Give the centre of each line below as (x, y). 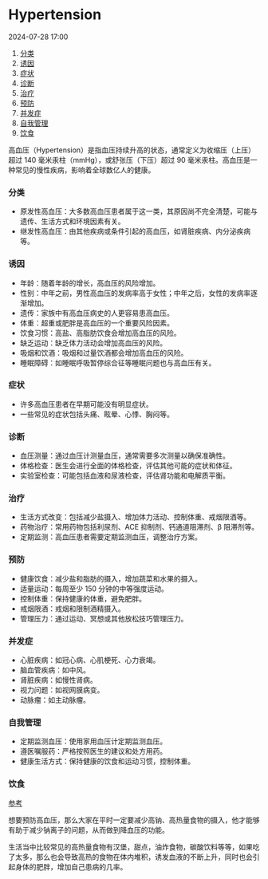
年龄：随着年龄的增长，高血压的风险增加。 (90, 283)
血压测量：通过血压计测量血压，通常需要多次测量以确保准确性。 (124, 455)
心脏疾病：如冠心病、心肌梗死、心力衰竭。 (90, 660)
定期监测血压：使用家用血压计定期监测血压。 (93, 741)
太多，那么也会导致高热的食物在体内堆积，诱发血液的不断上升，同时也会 (134, 857)
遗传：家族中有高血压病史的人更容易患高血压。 (97, 313)
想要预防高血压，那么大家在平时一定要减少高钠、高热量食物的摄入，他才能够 (134, 820)
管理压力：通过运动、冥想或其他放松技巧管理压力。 (104, 618)
